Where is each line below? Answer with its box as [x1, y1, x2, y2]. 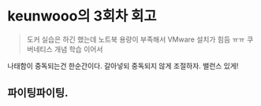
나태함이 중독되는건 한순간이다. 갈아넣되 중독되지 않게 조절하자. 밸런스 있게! [7, 60, 239, 71]
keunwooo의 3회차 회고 [7, 7, 157, 25]
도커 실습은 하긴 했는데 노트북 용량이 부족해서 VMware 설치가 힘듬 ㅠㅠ [26, 35, 245, 44]
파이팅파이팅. [7, 86, 69, 100]
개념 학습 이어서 [54, 44, 103, 53]
